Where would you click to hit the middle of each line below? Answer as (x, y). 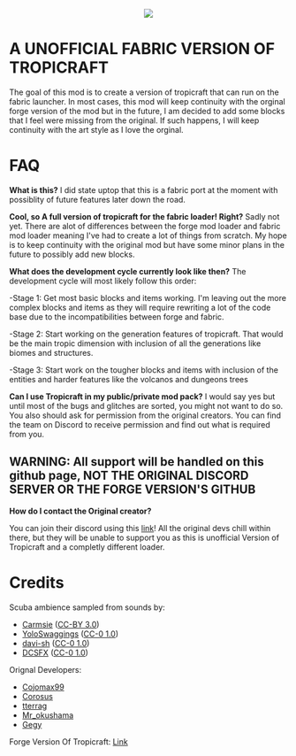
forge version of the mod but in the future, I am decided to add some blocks (147, 111)
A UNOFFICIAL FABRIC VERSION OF (142, 49)
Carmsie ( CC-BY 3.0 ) (61, 624)
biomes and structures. (51, 352)
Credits (37, 582)
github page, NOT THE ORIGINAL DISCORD (129, 476)
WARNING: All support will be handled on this (137, 462)
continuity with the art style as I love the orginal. (96, 129)
